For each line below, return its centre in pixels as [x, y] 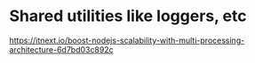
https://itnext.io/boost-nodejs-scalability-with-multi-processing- [127, 40]
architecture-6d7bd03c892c [61, 49]
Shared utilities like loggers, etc [128, 16]
